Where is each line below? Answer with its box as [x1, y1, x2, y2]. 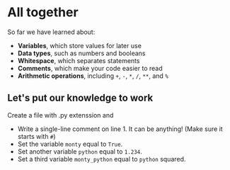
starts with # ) [17, 132, 56, 140]
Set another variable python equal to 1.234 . [17, 147, 143, 156]
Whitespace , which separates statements [17, 56, 140, 64]
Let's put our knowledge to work [7, 92, 154, 104]
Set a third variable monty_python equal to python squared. [17, 154, 186, 163]
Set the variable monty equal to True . [17, 140, 123, 148]
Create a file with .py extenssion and [7, 110, 114, 119]
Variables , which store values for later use [17, 41, 142, 50]
